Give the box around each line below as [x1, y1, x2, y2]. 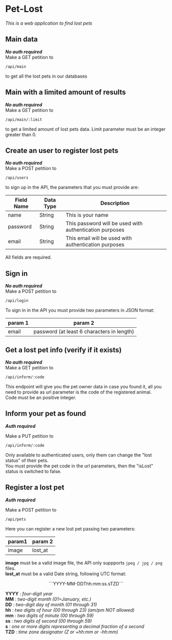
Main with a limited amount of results [5, 88, 126, 97]
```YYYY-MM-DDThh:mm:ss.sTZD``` [48, 580, 124, 587]
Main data [5, 35, 38, 44]
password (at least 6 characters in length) [33, 328, 135, 335]
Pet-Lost [5, 3, 43, 15]
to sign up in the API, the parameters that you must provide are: [5, 184, 139, 191]
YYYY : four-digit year [5, 590, 53, 596]
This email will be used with [66, 235, 132, 242]
